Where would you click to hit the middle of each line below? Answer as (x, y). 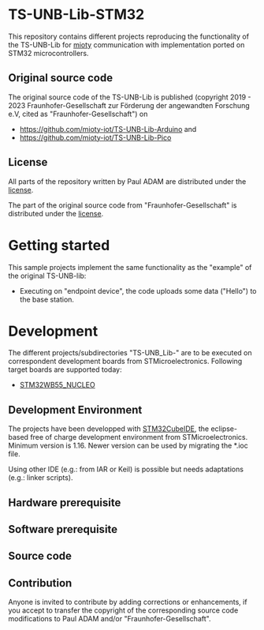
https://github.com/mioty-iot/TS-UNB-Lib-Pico (95, 137)
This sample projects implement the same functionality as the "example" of (130, 267)
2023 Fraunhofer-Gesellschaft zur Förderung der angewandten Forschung (129, 105)
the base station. (47, 299)
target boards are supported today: (65, 369)
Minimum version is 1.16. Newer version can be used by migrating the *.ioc (128, 446)
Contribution (40, 583)
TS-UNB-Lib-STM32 (76, 15)
